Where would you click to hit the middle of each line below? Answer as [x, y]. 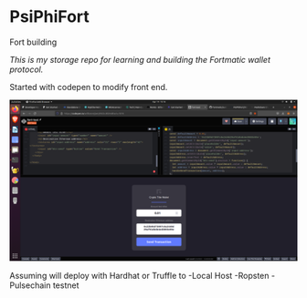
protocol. [26, 69]
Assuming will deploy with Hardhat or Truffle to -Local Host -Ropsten [139, 276]
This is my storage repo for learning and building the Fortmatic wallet [140, 59]
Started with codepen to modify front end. [89, 87]
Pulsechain [30, 285]
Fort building [33, 42]
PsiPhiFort [49, 17]
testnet [66, 285]
